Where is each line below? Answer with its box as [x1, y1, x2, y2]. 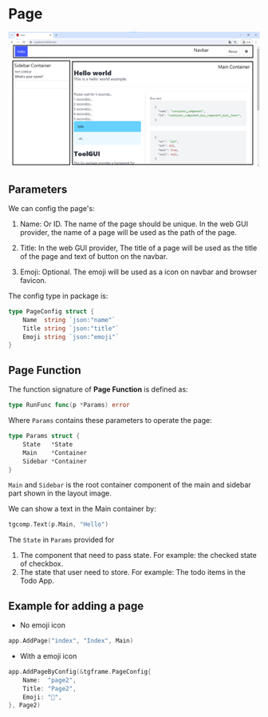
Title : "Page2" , [22, 684, 77, 692]
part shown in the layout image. [8, 488, 112, 498]
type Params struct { [8, 432, 81, 440]
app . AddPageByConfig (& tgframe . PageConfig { [8, 667, 152, 675]
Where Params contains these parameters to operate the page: [8, 416, 213, 425]
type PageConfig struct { [8, 307, 94, 316]
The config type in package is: [8, 291, 108, 301]
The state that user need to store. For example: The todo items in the [19, 568, 246, 577]
